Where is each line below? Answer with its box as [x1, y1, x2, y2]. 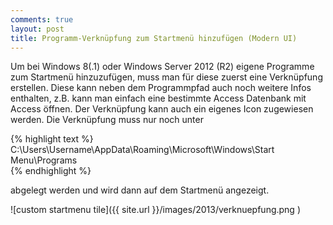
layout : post [10, 24, 65, 34]
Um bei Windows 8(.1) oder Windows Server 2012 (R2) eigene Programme [10, 61, 315, 73]
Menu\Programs [10, 154, 78, 166]
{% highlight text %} [10, 133, 94, 145]
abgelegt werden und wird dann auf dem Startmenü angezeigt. [10, 184, 270, 196]
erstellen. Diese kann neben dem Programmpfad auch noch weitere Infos [10, 82, 312, 94]
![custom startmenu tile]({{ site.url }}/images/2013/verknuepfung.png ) [10, 204, 302, 216]
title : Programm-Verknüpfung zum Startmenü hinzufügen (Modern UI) [10, 33, 298, 43]
